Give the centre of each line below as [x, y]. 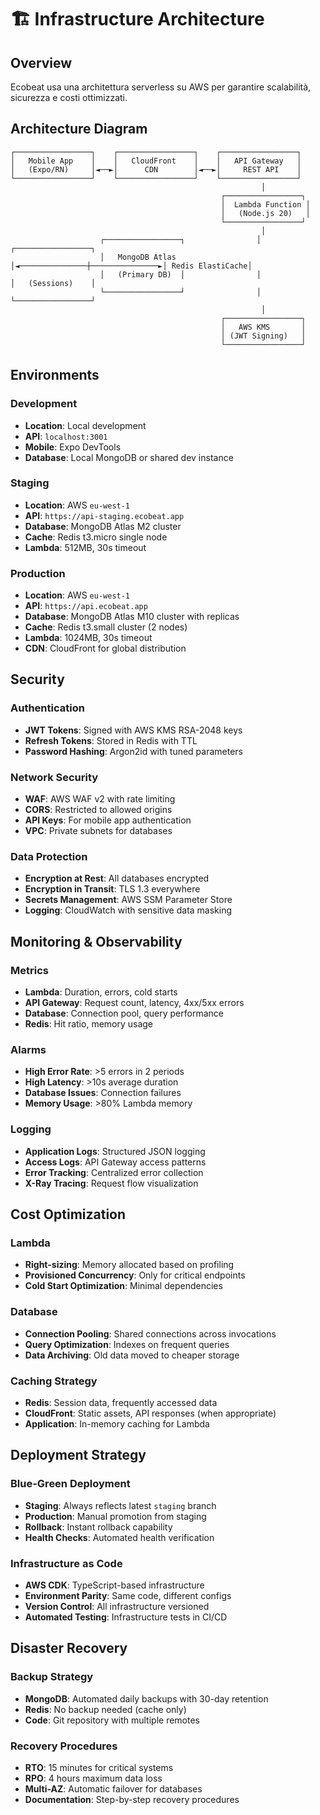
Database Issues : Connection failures [103, 1093]
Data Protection [49, 856]
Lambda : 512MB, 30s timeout [85, 547]
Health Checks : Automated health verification [119, 1537]
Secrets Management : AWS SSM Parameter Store [128, 900]
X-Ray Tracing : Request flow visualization [111, 1183]
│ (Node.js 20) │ [265, 213]
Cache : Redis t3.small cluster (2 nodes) [106, 627]
